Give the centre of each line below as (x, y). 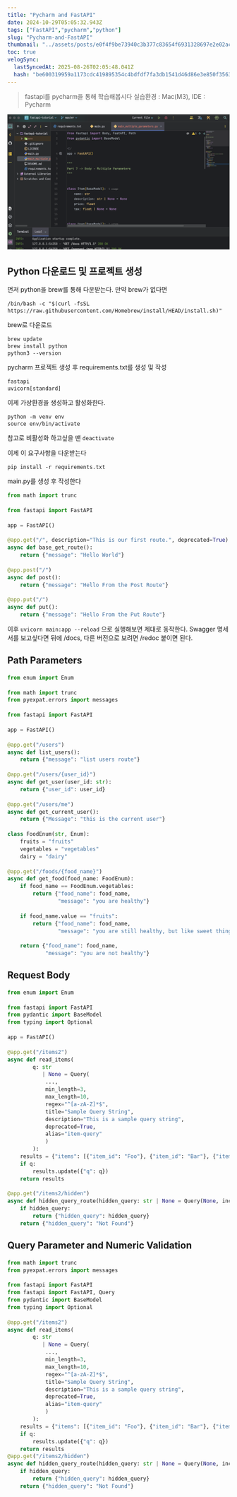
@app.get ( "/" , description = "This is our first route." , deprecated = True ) (118, 540)
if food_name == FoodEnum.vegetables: (77, 887)
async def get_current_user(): (53, 812)
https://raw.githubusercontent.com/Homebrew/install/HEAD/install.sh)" (115, 311)
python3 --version (34, 353)
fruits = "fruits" (47, 841)
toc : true (22, 52)
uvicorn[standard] (34, 389)
